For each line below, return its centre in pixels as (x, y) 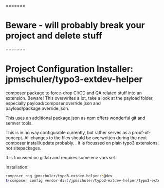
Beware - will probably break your (75, 25)
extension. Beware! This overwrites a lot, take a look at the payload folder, (80, 98)
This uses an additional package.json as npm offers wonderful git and (75, 118)
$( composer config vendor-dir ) (37, 180)
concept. (15, 138)
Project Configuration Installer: (69, 69)
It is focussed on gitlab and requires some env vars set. (61, 157)
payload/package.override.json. (37, 108)
